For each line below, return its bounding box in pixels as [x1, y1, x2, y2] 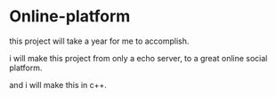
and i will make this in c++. [9, 79, 107, 90]
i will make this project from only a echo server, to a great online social [9, 53, 268, 63]
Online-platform [9, 6, 131, 27]
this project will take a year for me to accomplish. [9, 36, 190, 46]
